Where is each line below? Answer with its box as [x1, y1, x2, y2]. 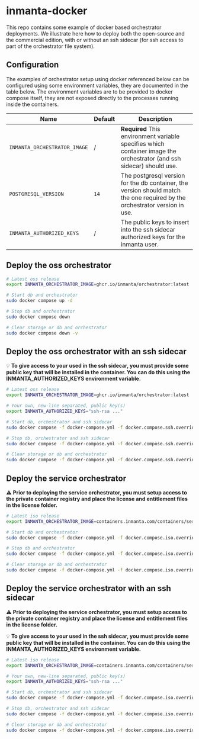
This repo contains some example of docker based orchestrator [6, 24, 162, 31]
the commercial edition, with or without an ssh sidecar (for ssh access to [6, 36, 184, 43]
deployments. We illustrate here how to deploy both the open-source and [6, 30, 185, 37]
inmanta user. [120, 240, 159, 248]
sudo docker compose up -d [6, 298, 73, 304]
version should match [120, 186, 181, 194]
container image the [120, 147, 176, 155]
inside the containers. [6, 101, 59, 108]
